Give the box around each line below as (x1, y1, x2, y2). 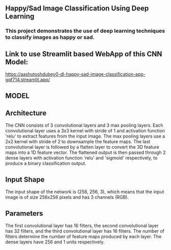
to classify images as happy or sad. (5, 34, 95, 41)
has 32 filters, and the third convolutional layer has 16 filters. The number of (5, 228, 165, 234)
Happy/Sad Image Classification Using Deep (5, 4, 149, 13)
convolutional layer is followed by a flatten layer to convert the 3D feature (5, 144, 160, 150)
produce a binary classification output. (5, 161, 87, 167)
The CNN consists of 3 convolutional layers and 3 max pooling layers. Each (5, 122, 163, 128)
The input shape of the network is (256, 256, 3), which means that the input (5, 189, 164, 195)
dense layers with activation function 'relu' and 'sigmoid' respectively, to (5, 155, 158, 161)
